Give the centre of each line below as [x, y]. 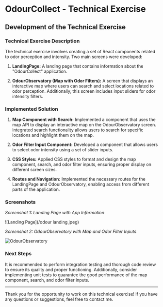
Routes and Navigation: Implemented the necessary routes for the [79, 179]
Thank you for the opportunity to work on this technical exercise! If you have [81, 294]
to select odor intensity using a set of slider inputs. [63, 150]
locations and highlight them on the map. [53, 135]
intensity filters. [28, 96]
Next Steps [18, 254]
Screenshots [20, 202]
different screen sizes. [34, 170]
